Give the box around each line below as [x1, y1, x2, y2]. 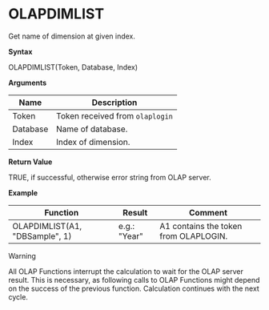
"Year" [118, 230, 144, 241]
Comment [189, 207, 228, 218]
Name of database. [55, 123, 128, 135]
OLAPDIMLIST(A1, [12, 220, 82, 231]
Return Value [8, 157, 53, 167]
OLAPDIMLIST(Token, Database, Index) [8, 62, 139, 72]
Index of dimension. [55, 136, 130, 147]
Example [8, 187, 38, 197]
